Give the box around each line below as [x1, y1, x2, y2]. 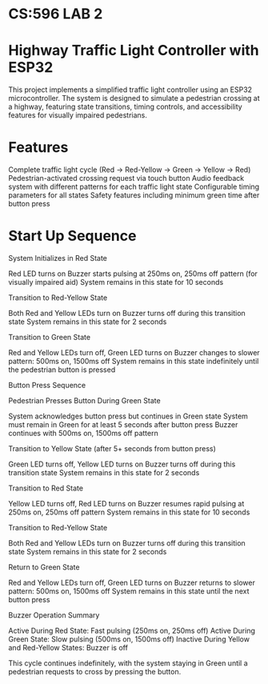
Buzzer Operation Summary [8, 610, 100, 620]
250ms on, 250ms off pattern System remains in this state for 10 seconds [8, 507, 250, 517]
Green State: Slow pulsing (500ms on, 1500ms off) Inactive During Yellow [8, 634, 250, 644]
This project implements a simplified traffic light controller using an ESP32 [8, 85, 253, 94]
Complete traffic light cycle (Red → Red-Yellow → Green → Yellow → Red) [8, 165, 251, 174]
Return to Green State [8, 562, 80, 572]
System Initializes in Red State [8, 254, 108, 262]
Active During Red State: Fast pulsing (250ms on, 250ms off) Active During [8, 626, 256, 635]
